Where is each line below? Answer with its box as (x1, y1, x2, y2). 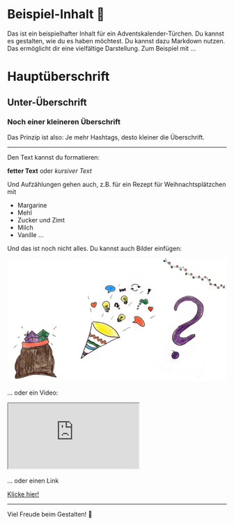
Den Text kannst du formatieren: (7, 153, 100, 161)
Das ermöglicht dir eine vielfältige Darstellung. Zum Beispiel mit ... (7, 44, 196, 52)
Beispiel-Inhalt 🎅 (7, 6, 105, 22)
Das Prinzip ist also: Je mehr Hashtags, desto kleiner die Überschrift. (7, 132, 205, 142)
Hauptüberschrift (7, 69, 110, 84)
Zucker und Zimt (17, 215, 65, 224)
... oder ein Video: (7, 388, 58, 397)
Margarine (17, 201, 47, 209)
